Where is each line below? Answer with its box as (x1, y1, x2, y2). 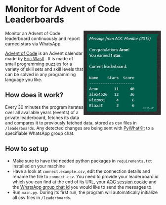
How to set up (5, 145, 48, 153)
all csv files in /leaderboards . (12, 194, 72, 201)
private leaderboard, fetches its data (5, 115, 80, 121)
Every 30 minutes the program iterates (5, 104, 84, 110)
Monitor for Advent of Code (5, 3, 120, 15)
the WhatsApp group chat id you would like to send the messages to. (12, 184, 153, 190)
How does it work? (5, 91, 64, 99)
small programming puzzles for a (5, 61, 73, 67)
